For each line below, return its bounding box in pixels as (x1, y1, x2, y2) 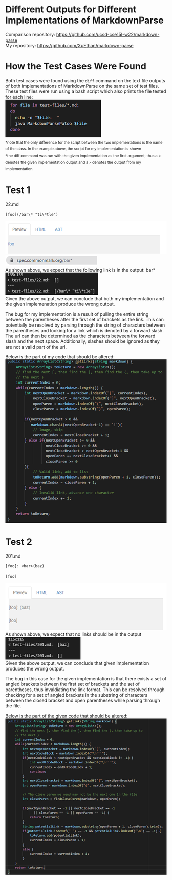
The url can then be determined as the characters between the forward (5, 333, 156, 339)
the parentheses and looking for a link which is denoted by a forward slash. (5, 327, 164, 333)
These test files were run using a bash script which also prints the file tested (5, 88, 166, 94)
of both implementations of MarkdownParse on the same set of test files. (5, 83, 159, 89)
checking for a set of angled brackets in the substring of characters (5, 692, 148, 698)
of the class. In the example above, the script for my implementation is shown (5, 146, 142, 152)
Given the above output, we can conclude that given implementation (5, 660, 149, 666)
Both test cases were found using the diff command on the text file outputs (5, 77, 165, 83)
